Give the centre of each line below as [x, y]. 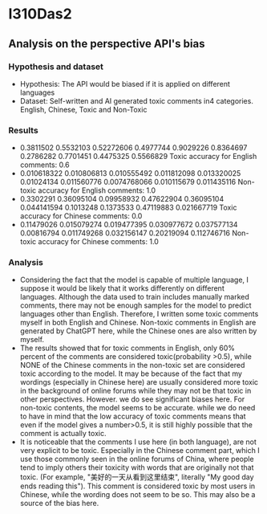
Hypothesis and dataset [56, 67]
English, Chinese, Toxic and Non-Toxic [83, 109]
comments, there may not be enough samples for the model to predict [136, 305]
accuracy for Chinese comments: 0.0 [81, 216]
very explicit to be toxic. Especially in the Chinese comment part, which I [140, 451]
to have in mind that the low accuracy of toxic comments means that [133, 416]
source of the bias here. [59, 504]
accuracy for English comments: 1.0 [97, 190]
